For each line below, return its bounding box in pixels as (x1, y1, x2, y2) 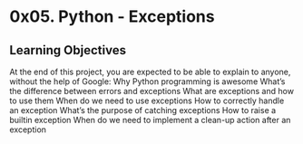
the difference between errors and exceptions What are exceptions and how (9, 86, 295, 96)
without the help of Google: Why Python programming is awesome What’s (9, 76, 286, 87)
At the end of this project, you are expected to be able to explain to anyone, (9, 66, 291, 77)
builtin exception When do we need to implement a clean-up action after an (9, 115, 291, 125)
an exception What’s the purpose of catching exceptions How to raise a (9, 105, 277, 115)
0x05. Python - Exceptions (9, 6, 215, 27)
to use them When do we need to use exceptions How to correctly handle (9, 95, 285, 106)
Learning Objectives (9, 43, 127, 58)
